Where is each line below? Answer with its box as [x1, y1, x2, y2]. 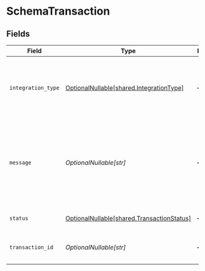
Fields [6, 29, 31, 39]
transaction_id [9, 244, 54, 251]
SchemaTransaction [6, 4, 110, 18]
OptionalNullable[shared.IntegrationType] [65, 84, 184, 92]
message [9, 159, 32, 166]
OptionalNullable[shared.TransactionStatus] [65, 214, 192, 222]
